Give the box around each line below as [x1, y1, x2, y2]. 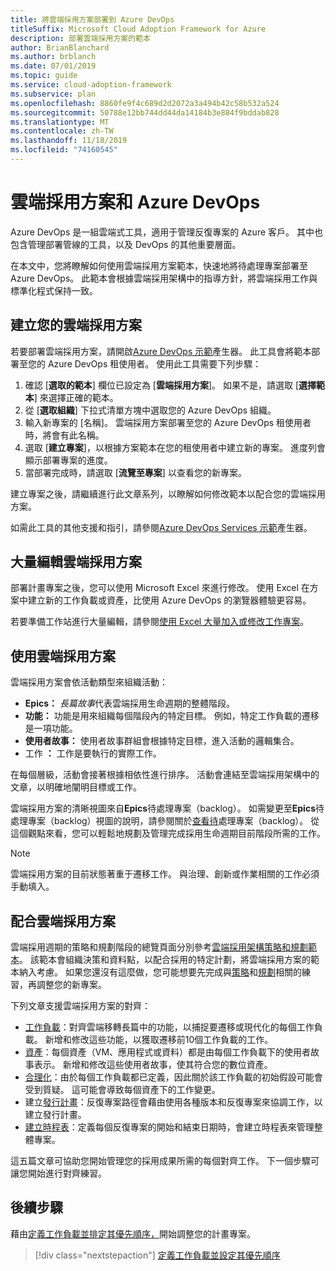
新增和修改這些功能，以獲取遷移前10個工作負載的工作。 [44, 1034, 274, 1046]
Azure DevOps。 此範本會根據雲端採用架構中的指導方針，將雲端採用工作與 [10, 272, 318, 284]
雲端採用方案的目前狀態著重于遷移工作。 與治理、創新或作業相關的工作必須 [10, 868, 320, 880]
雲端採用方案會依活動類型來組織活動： [10, 676, 168, 688]
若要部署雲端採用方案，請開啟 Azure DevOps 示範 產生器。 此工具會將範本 [10, 345, 312, 357]
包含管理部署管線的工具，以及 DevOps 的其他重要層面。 [10, 238, 242, 250]
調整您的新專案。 [36, 979, 107, 991]
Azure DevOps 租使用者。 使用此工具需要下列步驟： [47, 357, 262, 370]
